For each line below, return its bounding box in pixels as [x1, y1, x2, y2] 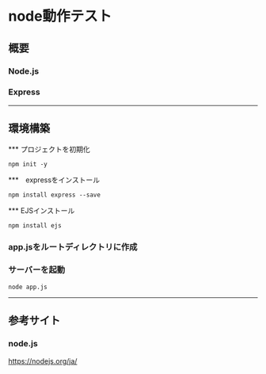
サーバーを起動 [8, 265, 66, 276]
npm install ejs [8, 221, 62, 230]
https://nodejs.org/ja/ [8, 356, 78, 365]
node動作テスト [8, 7, 112, 25]
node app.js [8, 283, 47, 291]
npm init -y [8, 160, 47, 168]
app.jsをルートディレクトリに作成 [8, 241, 138, 252]
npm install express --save [8, 191, 101, 199]
